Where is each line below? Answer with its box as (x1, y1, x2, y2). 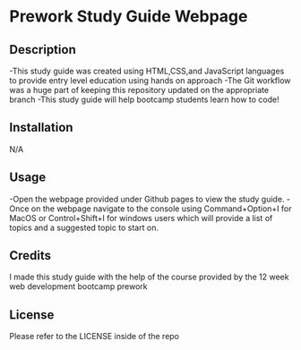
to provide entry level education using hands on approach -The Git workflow (9, 75, 291, 86)
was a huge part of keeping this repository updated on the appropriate (9, 85, 270, 95)
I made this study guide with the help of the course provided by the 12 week (9, 271, 289, 283)
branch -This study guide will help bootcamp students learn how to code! (9, 94, 279, 105)
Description (9, 42, 76, 57)
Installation (9, 120, 73, 135)
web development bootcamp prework (9, 281, 148, 292)
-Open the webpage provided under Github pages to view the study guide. (9, 193, 285, 204)
